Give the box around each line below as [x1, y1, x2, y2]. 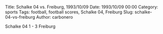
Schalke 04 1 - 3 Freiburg [5, 23, 56, 29]
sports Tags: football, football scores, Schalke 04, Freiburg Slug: [5, 9, 134, 15]
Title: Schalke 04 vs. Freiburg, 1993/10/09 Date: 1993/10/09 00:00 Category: [5, 4, 158, 10]
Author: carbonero [36, 14, 73, 20]
